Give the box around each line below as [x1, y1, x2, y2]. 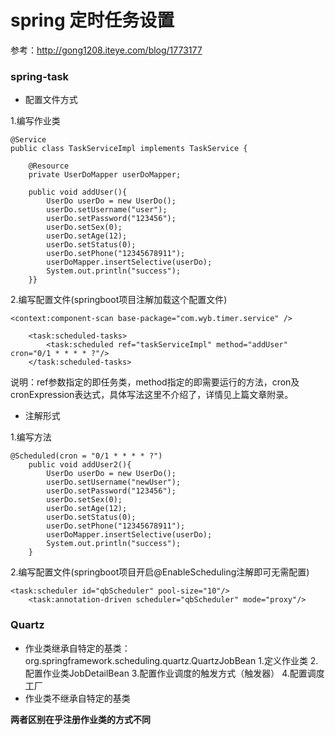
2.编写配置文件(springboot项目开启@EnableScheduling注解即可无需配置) [10, 566, 310, 578]
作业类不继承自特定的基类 [24, 692, 131, 704]
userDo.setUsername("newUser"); [46, 477, 182, 488]
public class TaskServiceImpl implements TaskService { [10, 144, 248, 154]
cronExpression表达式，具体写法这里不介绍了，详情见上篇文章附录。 [10, 389, 294, 401]
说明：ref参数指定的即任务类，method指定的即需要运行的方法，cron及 [10, 376, 300, 388]
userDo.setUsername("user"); [46, 205, 168, 215]
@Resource [28, 161, 70, 171]
